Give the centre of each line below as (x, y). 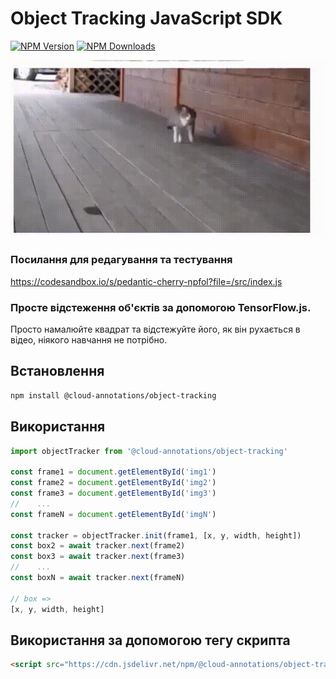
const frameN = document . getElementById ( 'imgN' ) (113, 514)
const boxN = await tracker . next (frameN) (98, 578)
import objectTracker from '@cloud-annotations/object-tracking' (149, 451)
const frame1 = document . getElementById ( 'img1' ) (113, 472)
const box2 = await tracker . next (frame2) (98, 546)
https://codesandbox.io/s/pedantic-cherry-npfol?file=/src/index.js (146, 281)
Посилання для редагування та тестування (121, 260)
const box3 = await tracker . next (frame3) (98, 557)
